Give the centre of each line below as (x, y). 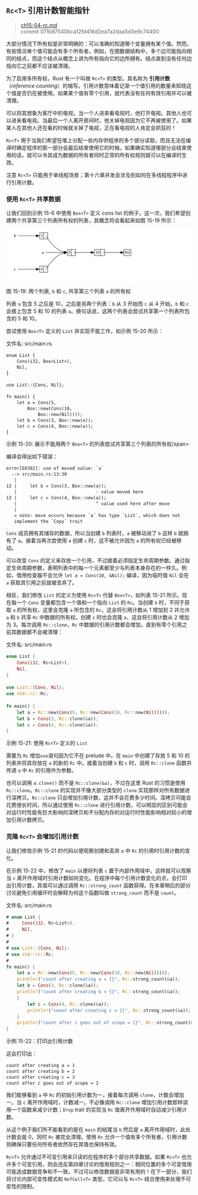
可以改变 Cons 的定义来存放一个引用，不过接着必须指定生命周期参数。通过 (95, 560)
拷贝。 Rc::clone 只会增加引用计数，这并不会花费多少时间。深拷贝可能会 (104, 798)
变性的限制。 (22, 1186)
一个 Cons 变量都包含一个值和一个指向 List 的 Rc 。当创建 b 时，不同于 (100, 602)
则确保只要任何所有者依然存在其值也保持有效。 (63, 1144)
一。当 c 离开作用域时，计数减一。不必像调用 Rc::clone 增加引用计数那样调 (97, 1102)
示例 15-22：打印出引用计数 (39, 1041)
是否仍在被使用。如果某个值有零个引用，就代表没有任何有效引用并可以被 (104, 93)
